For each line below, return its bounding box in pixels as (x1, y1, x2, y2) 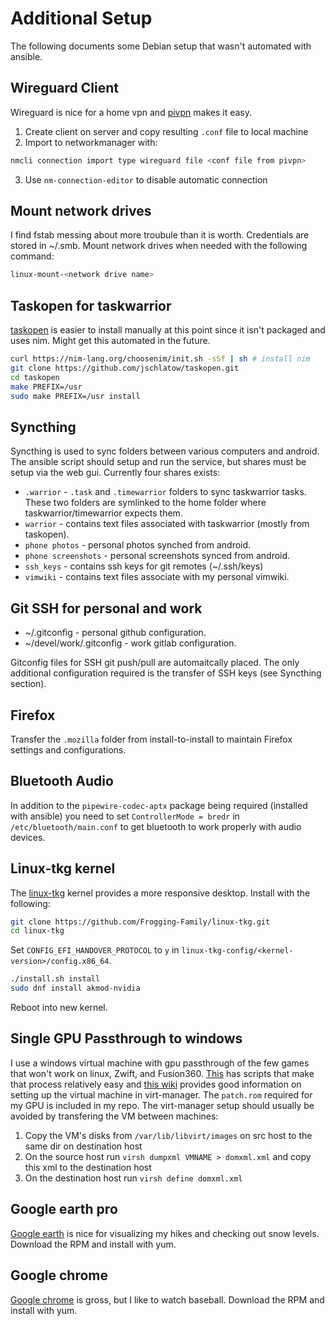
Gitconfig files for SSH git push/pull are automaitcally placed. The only (10, 657, 300, 669)
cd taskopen (10, 372, 60, 382)
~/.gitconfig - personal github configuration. (24, 627, 207, 639)
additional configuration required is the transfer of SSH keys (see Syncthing (10, 667, 322, 679)
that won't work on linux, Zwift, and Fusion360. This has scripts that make (10, 1067, 315, 1079)
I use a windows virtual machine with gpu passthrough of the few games (10, 1057, 310, 1069)
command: (10, 250, 55, 262)
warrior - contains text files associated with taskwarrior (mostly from (24, 518, 310, 530)
